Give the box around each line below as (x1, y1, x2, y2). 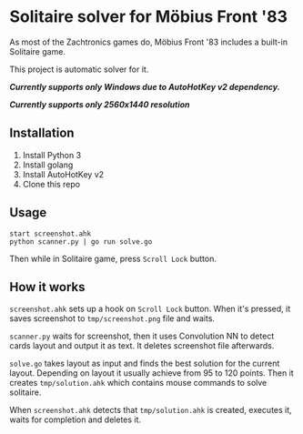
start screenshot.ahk (9, 229, 92, 238)
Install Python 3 (22, 149, 82, 160)
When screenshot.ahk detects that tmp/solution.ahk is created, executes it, (9, 405, 293, 416)
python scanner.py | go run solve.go (9, 237, 153, 247)
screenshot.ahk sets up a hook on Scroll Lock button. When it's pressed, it (9, 303, 291, 315)
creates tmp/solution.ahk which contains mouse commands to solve (9, 378, 268, 389)
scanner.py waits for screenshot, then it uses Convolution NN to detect (9, 330, 275, 342)
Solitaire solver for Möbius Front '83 (9, 6, 288, 27)
